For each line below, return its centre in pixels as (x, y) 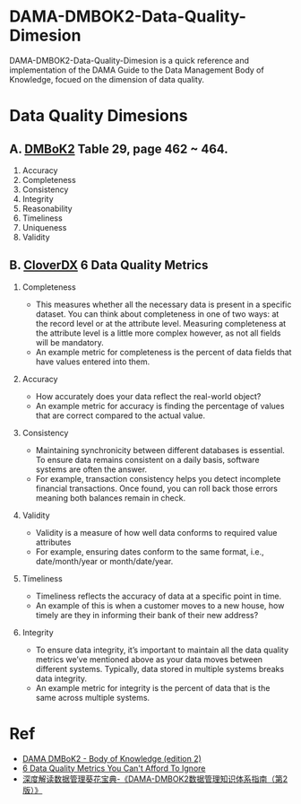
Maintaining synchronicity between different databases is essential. (160, 450)
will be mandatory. (70, 342)
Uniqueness (44, 227)
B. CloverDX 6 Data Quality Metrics (109, 265)
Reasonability (47, 208)
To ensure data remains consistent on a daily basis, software (147, 459)
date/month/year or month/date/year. (104, 561)
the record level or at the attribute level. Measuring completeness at (161, 323)
